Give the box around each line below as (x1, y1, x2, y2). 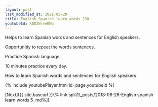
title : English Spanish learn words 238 (5, 16, 90, 21)
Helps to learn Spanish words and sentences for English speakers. (5, 35, 140, 40)
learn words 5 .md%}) (5, 97, 50, 103)
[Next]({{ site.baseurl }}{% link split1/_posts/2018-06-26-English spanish (5, 92, 154, 98)
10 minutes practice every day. (5, 63, 68, 69)
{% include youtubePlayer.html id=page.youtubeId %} (5, 82, 115, 88)
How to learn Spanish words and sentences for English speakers (5, 72, 137, 79)
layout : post (5, 7, 32, 12)
